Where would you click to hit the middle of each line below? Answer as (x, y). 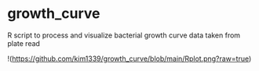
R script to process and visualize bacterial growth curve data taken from (124, 35)
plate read (24, 43)
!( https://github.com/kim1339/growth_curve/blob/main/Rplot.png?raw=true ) (129, 59)
